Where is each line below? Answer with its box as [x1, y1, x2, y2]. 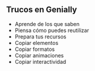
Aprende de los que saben [14, 20, 80, 27]
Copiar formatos [14, 46, 55, 53]
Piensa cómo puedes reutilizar [14, 27, 89, 34]
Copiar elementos [14, 39, 59, 46]
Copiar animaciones [14, 51, 64, 59]
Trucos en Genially [6, 5, 77, 15]
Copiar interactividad [14, 58, 66, 65]
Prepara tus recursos [14, 33, 66, 40]
